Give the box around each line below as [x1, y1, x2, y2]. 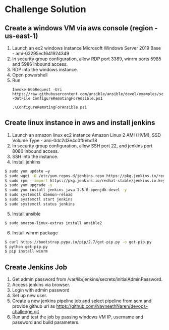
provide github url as [12, 303, 55, 309]
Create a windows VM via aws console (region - [5, 24, 158, 32]
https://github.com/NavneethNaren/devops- [56, 303, 148, 309]
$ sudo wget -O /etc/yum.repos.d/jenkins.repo [5, 173, 104, 178]
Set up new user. [12, 293, 47, 299]
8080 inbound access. [12, 148, 59, 154]
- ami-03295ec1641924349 [12, 51, 70, 56]
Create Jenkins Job [5, 263, 68, 271]
